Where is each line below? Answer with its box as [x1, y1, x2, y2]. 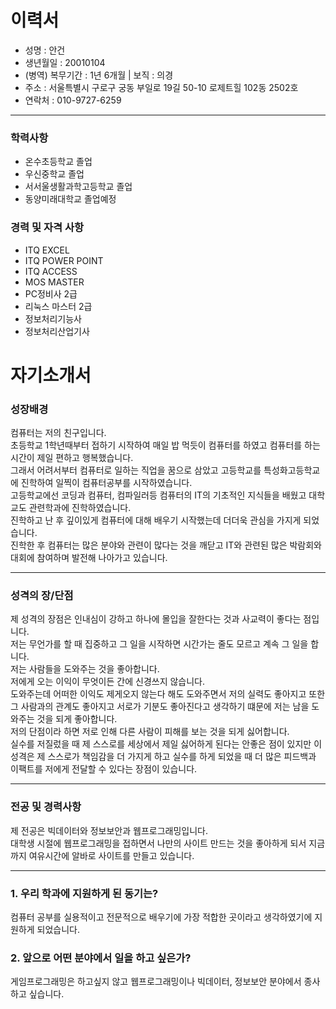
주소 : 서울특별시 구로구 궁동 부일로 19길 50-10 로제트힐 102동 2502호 [24, 81, 299, 93]
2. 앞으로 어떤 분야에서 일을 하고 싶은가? [10, 951, 192, 965]
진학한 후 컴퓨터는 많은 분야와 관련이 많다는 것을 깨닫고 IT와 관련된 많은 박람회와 [10, 539, 322, 551]
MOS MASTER [24, 276, 85, 288]
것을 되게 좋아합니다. [36, 713, 118, 725]
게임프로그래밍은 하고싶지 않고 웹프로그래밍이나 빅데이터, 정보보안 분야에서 [10, 976, 302, 988]
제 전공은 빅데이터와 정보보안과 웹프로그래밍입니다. [10, 824, 209, 836]
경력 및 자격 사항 [10, 221, 84, 235]
